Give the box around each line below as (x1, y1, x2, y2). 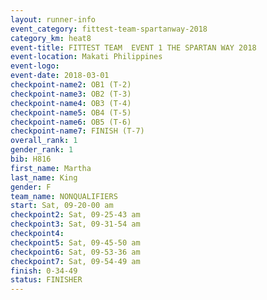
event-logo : (10, 61, 60, 71)
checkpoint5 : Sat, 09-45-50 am (10, 237, 141, 248)
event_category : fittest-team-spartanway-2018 (10, 24, 208, 34)
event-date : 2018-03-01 (10, 71, 110, 81)
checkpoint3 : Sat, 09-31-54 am (10, 219, 141, 230)
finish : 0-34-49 (10, 266, 78, 276)
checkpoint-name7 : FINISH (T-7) (10, 126, 145, 136)
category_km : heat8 (10, 33, 92, 43)
